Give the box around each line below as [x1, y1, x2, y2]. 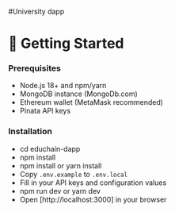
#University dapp [8, 7, 65, 16]
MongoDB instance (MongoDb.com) [19, 89, 139, 98]
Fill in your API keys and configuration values [19, 178, 167, 187]
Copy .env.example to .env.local [19, 169, 128, 179]
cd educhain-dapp [19, 144, 81, 153]
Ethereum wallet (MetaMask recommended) [19, 98, 164, 107]
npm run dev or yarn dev [19, 186, 101, 195]
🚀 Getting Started [8, 35, 124, 52]
